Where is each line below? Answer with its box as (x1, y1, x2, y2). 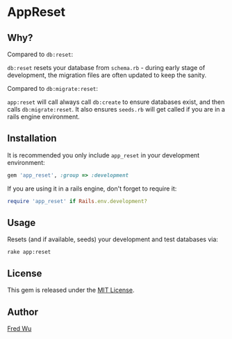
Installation (7, 132, 57, 144)
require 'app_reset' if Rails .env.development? (7, 198, 148, 205)
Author (7, 306, 38, 318)
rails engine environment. (7, 112, 80, 121)
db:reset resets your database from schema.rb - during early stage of (7, 64, 206, 71)
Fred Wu (7, 324, 32, 333)
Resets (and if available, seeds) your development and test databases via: (7, 235, 219, 243)
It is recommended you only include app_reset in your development (7, 150, 200, 159)
